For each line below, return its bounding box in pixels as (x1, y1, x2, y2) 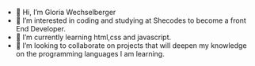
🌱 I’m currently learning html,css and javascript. (15, 32, 172, 42)
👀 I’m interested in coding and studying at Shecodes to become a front (15, 16, 247, 25)
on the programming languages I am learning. (15, 49, 165, 58)
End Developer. (15, 24, 66, 33)
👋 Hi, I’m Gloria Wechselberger (15, 8, 116, 16)
